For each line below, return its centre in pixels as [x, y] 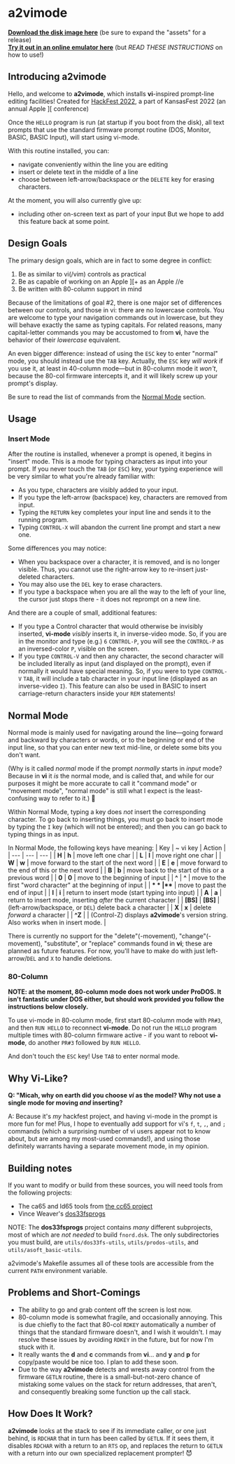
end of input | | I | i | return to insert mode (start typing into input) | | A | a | [115, 893]
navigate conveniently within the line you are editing [93, 164]
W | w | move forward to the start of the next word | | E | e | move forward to [118, 863]
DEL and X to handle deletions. [70, 959]
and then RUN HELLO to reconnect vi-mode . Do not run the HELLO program [113, 1028]
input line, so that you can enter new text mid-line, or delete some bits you [115, 747]
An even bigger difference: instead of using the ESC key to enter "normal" [113, 353]
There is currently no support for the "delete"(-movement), [93, 936]
